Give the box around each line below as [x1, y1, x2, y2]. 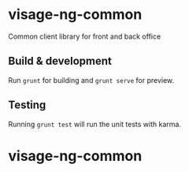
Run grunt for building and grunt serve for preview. [8, 75, 175, 84]
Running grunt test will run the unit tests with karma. [8, 119, 181, 129]
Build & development [8, 54, 112, 68]
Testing [8, 99, 46, 112]
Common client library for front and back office [8, 32, 161, 41]
